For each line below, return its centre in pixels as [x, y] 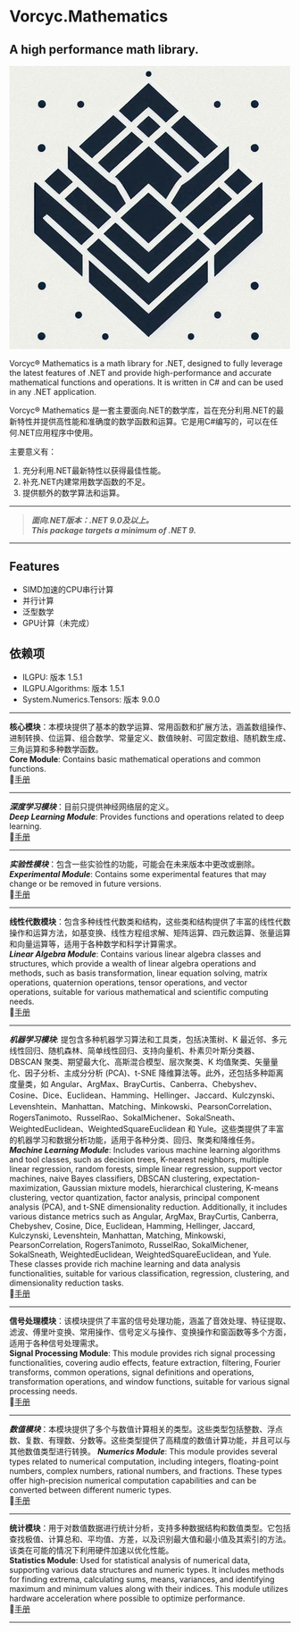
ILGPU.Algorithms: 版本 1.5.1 [73, 688]
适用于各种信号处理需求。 [56, 1343]
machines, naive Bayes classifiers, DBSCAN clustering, [110, 1178]
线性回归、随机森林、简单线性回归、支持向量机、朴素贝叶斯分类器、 [134, 1050]
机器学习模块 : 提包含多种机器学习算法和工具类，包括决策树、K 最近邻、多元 [148, 1039]
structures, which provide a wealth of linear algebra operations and [133, 963]
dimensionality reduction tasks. [67, 1283]
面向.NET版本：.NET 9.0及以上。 [92, 520]
